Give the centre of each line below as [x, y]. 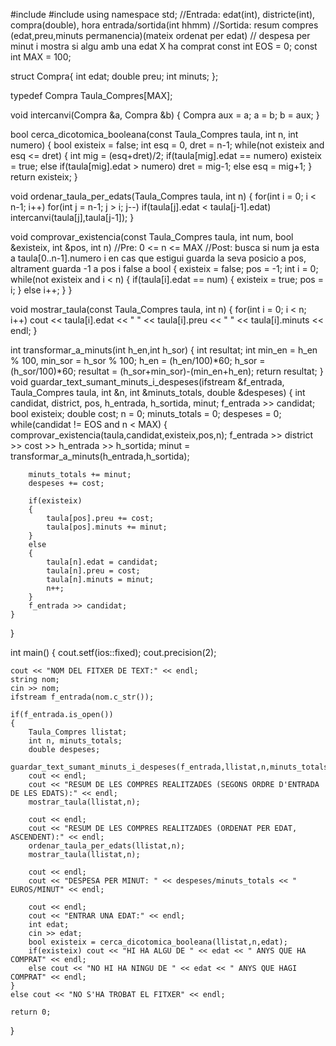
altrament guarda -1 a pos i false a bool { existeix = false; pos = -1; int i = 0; [164, 268]
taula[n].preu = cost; [93, 571]
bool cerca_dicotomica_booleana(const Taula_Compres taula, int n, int [154, 134]
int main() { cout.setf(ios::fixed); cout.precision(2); [113, 652]
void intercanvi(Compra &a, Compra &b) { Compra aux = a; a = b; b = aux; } [165, 115]
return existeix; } [44, 177]
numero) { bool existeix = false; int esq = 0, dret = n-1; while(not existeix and [167, 145]
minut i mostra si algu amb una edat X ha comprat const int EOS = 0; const [164, 46]
